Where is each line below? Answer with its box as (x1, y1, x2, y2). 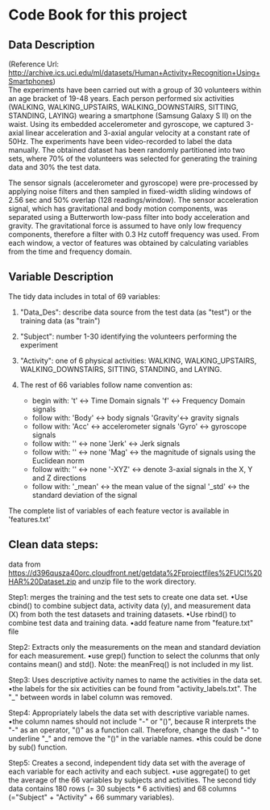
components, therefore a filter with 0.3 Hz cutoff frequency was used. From (8, 230, 260, 239)
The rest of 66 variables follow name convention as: (19, 380, 193, 390)
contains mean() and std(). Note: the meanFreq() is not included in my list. (8, 659, 254, 669)
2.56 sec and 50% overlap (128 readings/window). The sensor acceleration (8, 196, 259, 205)
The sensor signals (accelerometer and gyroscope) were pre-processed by (8, 178, 259, 188)
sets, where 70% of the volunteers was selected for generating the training (8, 154, 258, 163)
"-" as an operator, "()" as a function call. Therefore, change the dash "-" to (8, 725, 260, 735)
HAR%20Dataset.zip (8, 576, 77, 586)
